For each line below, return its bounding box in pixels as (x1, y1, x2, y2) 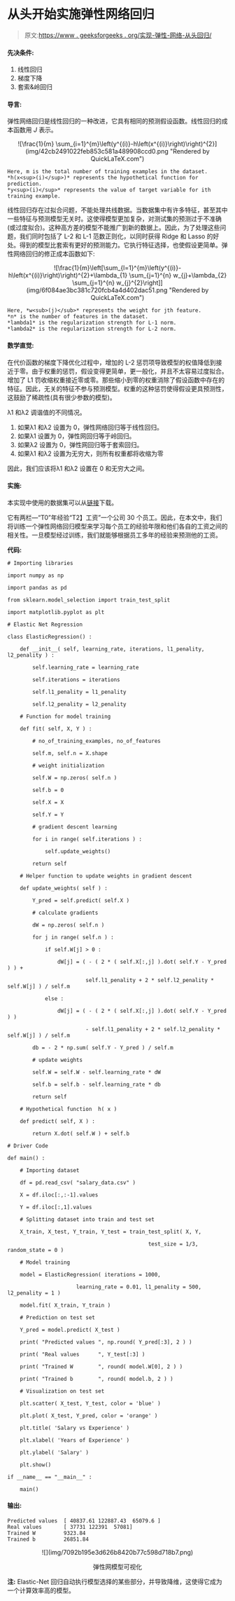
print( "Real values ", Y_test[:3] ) (20, 1351, 145, 1358)
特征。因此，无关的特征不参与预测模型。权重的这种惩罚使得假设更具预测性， (7, 384, 228, 393)
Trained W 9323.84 (7, 1530, 86, 1537)
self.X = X (32, 798, 64, 806)
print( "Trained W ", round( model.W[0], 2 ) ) (20, 1363, 183, 1370)
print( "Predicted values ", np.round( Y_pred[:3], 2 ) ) (20, 1338, 192, 1346)
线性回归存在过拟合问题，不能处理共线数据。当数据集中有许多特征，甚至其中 (7, 206, 228, 214)
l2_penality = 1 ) (7, 1289, 61, 1297)
